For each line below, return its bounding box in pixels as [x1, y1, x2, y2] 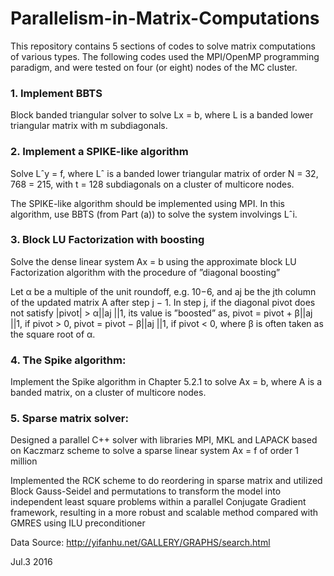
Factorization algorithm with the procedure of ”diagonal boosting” [10, 266, 281, 278]
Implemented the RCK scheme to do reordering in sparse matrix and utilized [10, 475, 323, 487]
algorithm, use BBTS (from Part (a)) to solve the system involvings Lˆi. [10, 208, 298, 220]
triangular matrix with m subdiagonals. [10, 120, 168, 132]
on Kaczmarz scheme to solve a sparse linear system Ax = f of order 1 [10, 445, 299, 457]
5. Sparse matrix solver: [10, 412, 129, 426]
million [10, 455, 38, 467]
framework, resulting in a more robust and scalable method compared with [10, 507, 319, 519]
